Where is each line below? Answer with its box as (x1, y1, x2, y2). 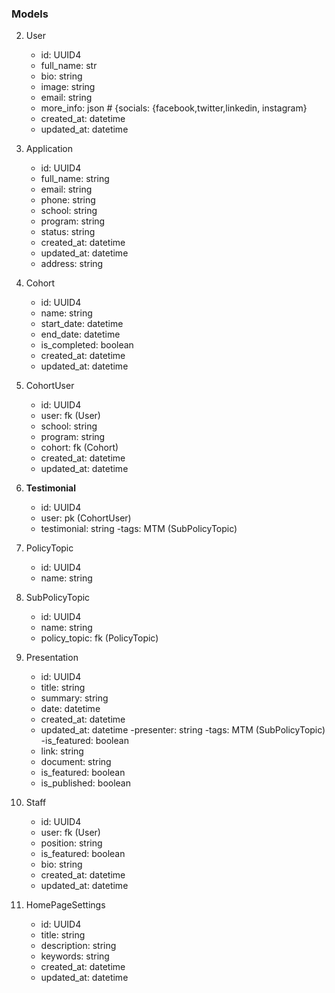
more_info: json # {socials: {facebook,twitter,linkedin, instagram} (40, 102, 308, 114)
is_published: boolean (40, 777, 131, 789)
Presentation (25, 652, 79, 664)
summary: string (40, 692, 109, 704)
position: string (40, 837, 103, 849)
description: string (40, 940, 117, 952)
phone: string (40, 194, 96, 206)
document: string (40, 756, 112, 768)
